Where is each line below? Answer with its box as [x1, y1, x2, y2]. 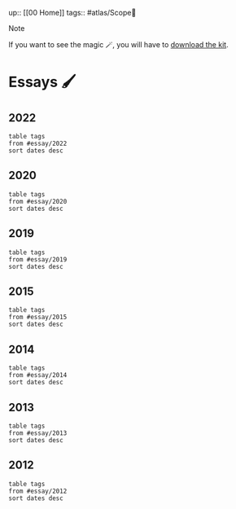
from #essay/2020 [8, 197, 68, 205]
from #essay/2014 [8, 371, 68, 380]
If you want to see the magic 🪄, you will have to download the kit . [8, 40, 229, 49]
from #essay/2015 [8, 314, 68, 322]
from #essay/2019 [8, 255, 68, 264]
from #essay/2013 [8, 429, 68, 437]
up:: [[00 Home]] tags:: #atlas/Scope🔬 [8, 8, 137, 17]
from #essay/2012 [8, 487, 68, 495]
